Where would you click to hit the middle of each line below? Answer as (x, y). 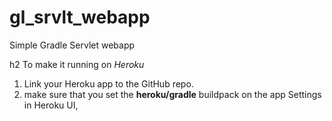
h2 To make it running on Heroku (77, 64)
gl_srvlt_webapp (80, 17)
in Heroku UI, (51, 105)
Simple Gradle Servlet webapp (72, 45)
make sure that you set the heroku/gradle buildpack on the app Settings (172, 94)
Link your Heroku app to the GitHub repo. (108, 83)
